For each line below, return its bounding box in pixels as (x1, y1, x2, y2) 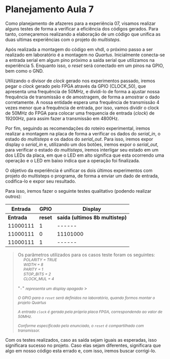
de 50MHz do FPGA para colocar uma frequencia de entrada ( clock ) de (5, 110, 155, 116)
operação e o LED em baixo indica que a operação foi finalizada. (5, 157, 141, 163)
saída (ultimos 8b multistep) (57, 214, 127, 221)
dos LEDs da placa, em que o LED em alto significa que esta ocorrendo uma (5, 152, 164, 158)
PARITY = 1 (23, 266, 44, 272)
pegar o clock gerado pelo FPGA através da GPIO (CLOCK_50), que (5, 83, 146, 89)
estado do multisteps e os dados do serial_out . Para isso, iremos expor (5, 136, 153, 142)
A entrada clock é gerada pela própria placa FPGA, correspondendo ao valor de (17, 309, 163, 314)
